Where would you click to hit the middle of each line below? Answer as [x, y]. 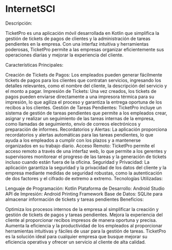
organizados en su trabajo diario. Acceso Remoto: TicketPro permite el [80, 146]
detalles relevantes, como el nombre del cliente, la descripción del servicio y [86, 86]
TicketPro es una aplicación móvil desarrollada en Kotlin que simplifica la [82, 33]
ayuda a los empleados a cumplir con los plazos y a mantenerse [73, 140]
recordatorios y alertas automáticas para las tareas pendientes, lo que [79, 134]
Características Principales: [34, 65]
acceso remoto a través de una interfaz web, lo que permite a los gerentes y [86, 151]
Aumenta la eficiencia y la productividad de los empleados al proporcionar [84, 225]
